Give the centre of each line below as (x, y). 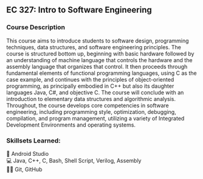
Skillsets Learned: (33, 141)
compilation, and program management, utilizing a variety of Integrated (95, 118)
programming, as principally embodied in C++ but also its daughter (90, 86)
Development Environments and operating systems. (71, 125)
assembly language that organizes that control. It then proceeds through (97, 66)
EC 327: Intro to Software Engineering (79, 10)
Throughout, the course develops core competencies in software (88, 105)
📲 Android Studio (28, 153)
